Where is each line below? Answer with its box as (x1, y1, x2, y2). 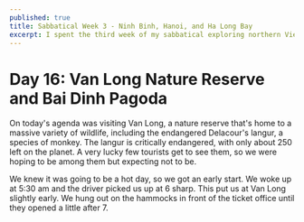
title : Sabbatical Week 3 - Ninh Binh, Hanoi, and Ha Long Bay (9, 22, 253, 31)
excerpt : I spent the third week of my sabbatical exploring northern (9, 30, 281, 39)
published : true (9, 13, 71, 23)
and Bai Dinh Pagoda (9, 88, 168, 108)
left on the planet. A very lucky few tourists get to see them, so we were (9, 146, 278, 158)
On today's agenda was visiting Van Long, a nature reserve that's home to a (9, 118, 292, 129)
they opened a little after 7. (9, 202, 109, 213)
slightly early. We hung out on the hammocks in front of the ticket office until (9, 193, 295, 204)
